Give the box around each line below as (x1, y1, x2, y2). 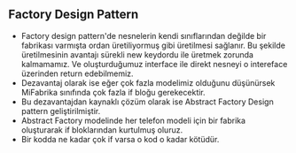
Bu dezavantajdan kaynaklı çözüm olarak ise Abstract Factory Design (20, 96, 274, 107)
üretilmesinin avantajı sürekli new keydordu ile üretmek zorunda (20, 49, 254, 60)
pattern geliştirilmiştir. (20, 105, 101, 116)
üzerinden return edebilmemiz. (20, 68, 134, 79)
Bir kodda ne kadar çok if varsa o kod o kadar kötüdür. (20, 134, 220, 144)
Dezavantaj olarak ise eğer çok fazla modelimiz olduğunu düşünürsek (20, 77, 276, 88)
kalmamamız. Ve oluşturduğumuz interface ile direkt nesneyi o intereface (20, 58, 288, 69)
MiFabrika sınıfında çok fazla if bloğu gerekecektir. (20, 87, 206, 97)
